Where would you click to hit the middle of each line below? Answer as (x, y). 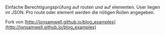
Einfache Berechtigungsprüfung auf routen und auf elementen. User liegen (83, 7)
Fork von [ (16, 22)
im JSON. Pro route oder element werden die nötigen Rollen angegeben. (80, 12)
